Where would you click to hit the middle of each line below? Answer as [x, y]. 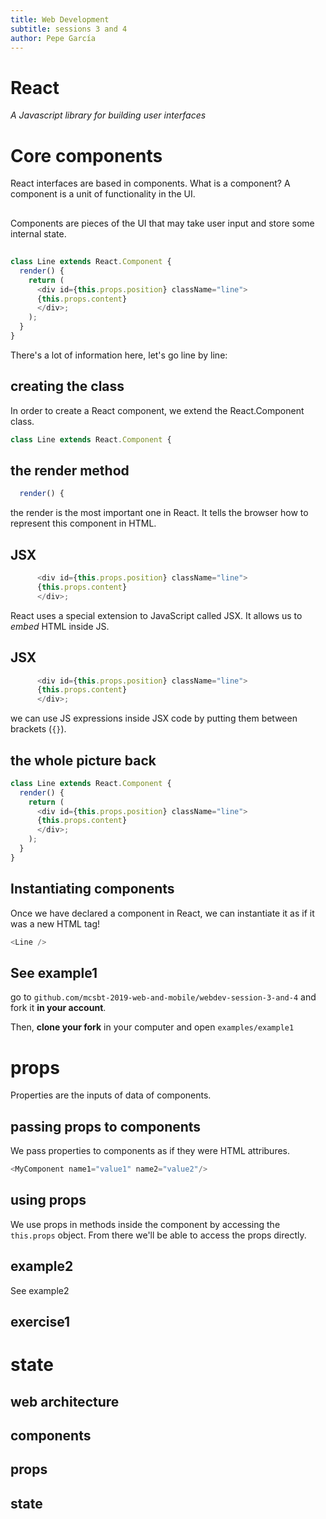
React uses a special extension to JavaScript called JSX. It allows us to [156, 615]
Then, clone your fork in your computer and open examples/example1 [152, 1027]
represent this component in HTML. [83, 523]
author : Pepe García [53, 38]
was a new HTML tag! [55, 923]
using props [48, 1200]
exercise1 [40, 1321]
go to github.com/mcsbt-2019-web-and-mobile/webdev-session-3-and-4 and [163, 997]
